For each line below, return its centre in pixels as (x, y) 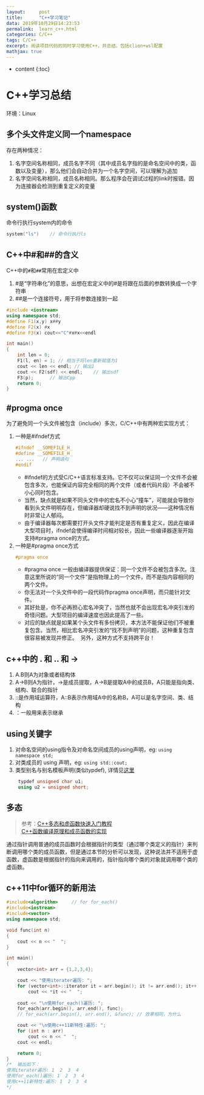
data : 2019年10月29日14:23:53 (43, 23)
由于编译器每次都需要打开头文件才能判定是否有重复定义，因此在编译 (109, 523)
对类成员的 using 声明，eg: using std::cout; (71, 763)
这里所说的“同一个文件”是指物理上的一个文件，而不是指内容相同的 (112, 577)
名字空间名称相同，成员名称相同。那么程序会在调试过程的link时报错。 (102, 178)
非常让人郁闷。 (48, 515)
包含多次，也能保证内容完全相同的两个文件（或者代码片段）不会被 (107, 485)
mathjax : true (24, 52)
